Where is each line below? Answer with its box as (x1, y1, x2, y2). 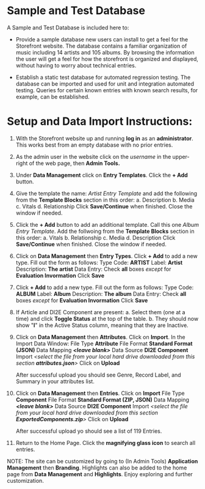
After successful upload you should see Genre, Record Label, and (15, 371, 182, 378)
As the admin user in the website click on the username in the (15, 153, 171, 160)
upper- (172, 153, 190, 160)
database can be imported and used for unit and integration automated (15, 80, 195, 87)
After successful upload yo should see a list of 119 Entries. (15, 427, 162, 435)
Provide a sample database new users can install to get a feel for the (15, 35, 189, 43)
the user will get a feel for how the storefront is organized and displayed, (15, 55, 199, 62)
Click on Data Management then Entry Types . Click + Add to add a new (15, 252, 198, 260)
